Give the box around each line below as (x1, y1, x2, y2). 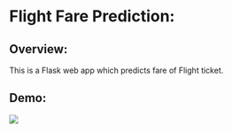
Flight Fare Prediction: (9, 6, 175, 27)
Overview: (9, 42, 68, 57)
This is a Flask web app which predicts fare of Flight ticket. (9, 65, 224, 75)
